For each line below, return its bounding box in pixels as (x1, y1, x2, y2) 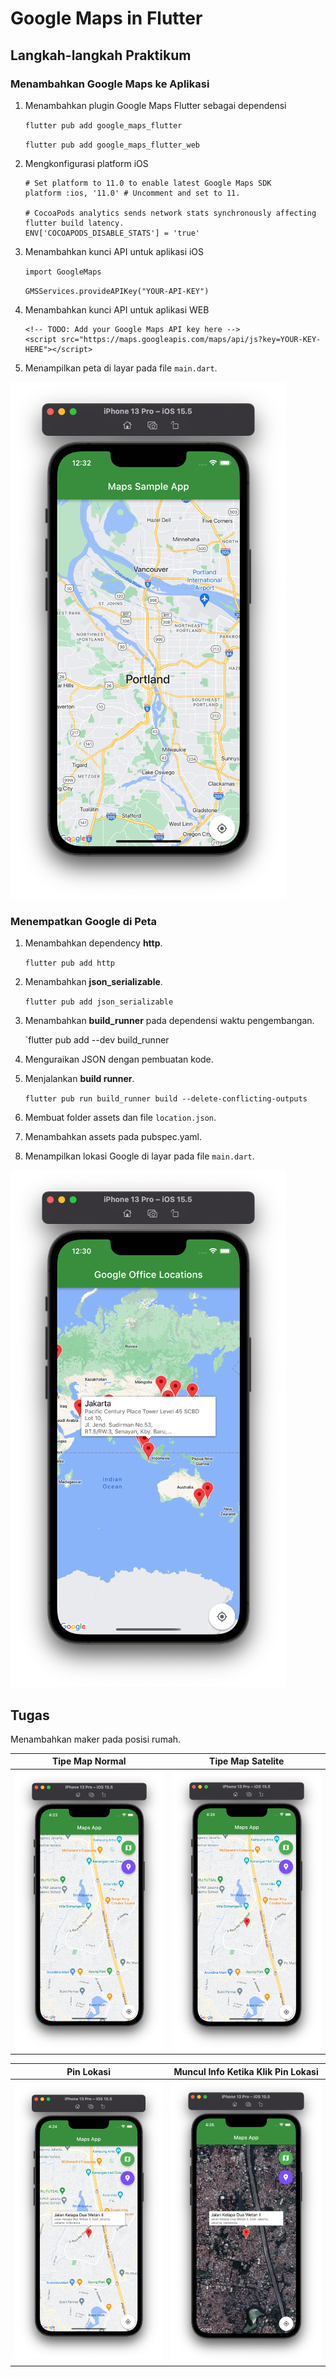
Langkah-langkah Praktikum (10, 47, 192, 64)
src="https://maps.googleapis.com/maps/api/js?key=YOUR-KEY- (61, 334, 322, 344)
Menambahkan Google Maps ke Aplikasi (10, 77, 210, 91)
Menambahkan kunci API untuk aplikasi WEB (24, 303, 210, 316)
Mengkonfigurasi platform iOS (24, 157, 149, 169)
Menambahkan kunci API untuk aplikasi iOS (24, 245, 205, 257)
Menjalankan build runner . (24, 1073, 135, 1085)
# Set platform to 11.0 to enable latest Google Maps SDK (24, 178, 272, 188)
